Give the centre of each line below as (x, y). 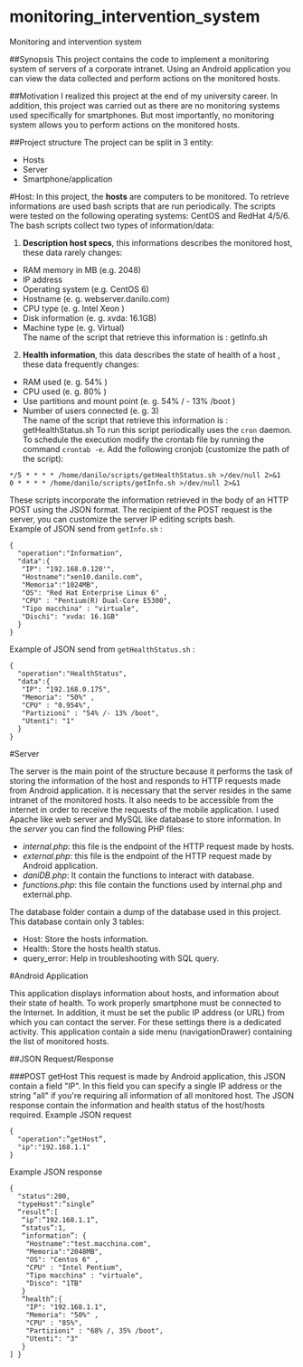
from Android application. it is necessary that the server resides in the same (151, 790)
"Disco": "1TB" (54, 1283)
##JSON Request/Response (62, 1059)
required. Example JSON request (71, 1115)
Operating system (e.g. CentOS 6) (85, 289)
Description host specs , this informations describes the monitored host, (157, 242)
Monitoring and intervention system (76, 42)
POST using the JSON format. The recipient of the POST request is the (141, 509)
